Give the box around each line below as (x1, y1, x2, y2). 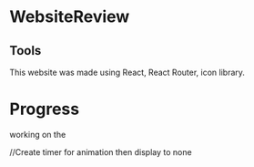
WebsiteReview (9, 6, 130, 27)
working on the (9, 129, 66, 140)
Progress (9, 99, 80, 120)
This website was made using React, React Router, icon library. (9, 67, 246, 78)
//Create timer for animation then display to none (9, 146, 193, 157)
